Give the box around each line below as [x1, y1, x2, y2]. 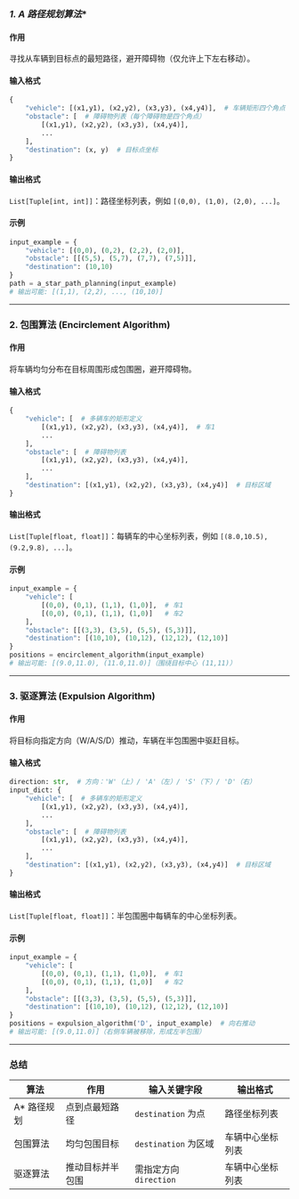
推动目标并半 [65, 1161, 120, 1173]
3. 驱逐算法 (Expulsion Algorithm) [9, 689, 156, 702]
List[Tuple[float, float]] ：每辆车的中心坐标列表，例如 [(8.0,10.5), [9, 531, 269, 542]
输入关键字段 [148, 1084, 203, 1097]
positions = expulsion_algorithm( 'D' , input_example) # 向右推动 [9, 1019, 255, 1028]
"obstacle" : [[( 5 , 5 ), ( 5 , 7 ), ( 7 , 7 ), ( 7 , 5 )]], [25, 254, 198, 264]
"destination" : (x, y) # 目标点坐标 [25, 145, 158, 154]
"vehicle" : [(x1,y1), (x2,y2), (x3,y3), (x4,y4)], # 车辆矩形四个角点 [25, 104, 287, 113]
